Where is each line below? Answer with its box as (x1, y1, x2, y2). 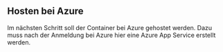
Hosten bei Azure (7, 5, 84, 17)
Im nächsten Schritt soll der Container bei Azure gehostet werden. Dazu (7, 23, 213, 31)
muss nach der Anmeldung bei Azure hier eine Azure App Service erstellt (7, 31, 216, 39)
